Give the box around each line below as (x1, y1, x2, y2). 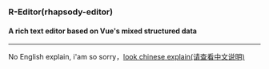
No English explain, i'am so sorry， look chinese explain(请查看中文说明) (8, 52, 246, 62)
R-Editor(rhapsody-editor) (8, 6, 114, 17)
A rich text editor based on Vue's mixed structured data (8, 26, 198, 36)
